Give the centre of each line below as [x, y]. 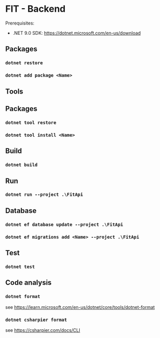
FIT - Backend [35, 9]
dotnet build [21, 165]
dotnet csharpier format [36, 320]
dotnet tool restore [31, 122]
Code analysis [29, 283]
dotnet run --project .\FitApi [44, 195]
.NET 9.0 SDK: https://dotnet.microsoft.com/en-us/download [77, 33]
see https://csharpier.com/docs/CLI [43, 330]
